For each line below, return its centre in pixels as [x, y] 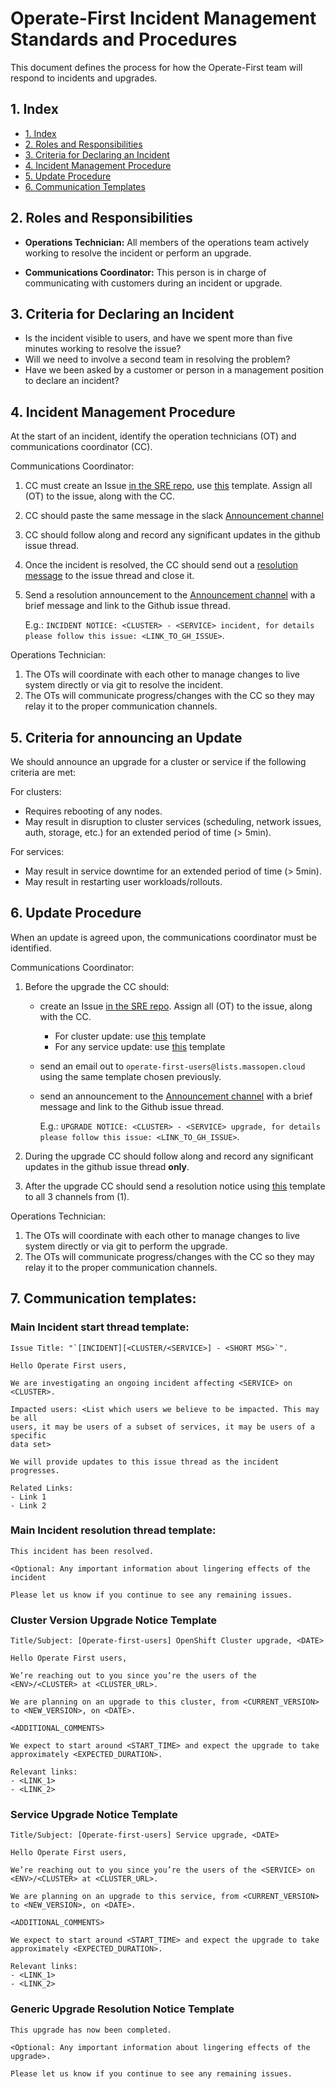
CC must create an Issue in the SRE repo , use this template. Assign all [168, 486]
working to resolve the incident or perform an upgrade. [138, 253]
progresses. [35, 1470]
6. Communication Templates [85, 186]
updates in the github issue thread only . [107, 1166]
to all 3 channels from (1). [77, 1196]
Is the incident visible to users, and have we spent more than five [158, 338]
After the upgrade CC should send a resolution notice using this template [175, 1186]
